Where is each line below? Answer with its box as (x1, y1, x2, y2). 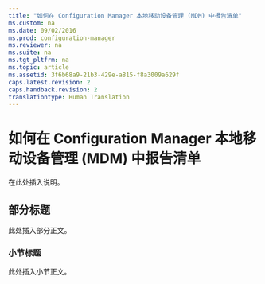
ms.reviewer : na (8, 41, 62, 49)
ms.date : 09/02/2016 (8, 26, 77, 34)
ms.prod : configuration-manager (8, 33, 115, 42)
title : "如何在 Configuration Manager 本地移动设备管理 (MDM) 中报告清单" (8, 11, 243, 20)
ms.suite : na (8, 49, 52, 56)
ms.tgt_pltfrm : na (8, 56, 69, 64)
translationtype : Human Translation (8, 93, 130, 101)
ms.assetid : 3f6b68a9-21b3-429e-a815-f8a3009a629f (8, 71, 180, 79)
